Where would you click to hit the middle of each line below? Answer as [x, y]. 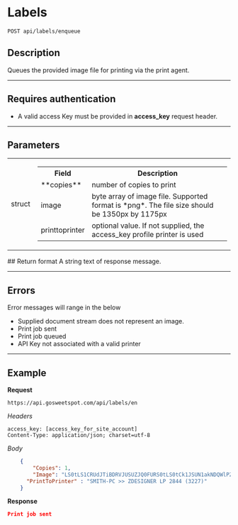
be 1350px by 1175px [130, 214]
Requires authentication [62, 99]
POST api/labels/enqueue [44, 31]
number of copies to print [134, 185]
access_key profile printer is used [148, 235]
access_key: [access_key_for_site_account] [73, 429]
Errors [21, 291]
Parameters [34, 145]
